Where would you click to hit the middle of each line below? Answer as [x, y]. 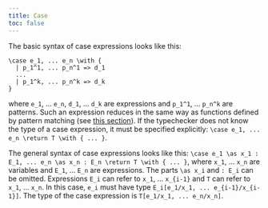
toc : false [26, 23]
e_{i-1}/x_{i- [237, 188]
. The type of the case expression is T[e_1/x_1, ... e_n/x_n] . [121, 195]
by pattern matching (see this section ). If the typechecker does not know [128, 120]
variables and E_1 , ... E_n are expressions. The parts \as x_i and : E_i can [131, 170]
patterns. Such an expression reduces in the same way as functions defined [134, 112]
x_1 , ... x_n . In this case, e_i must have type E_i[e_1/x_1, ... [109, 187]
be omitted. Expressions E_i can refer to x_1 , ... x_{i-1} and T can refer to [129, 178]
